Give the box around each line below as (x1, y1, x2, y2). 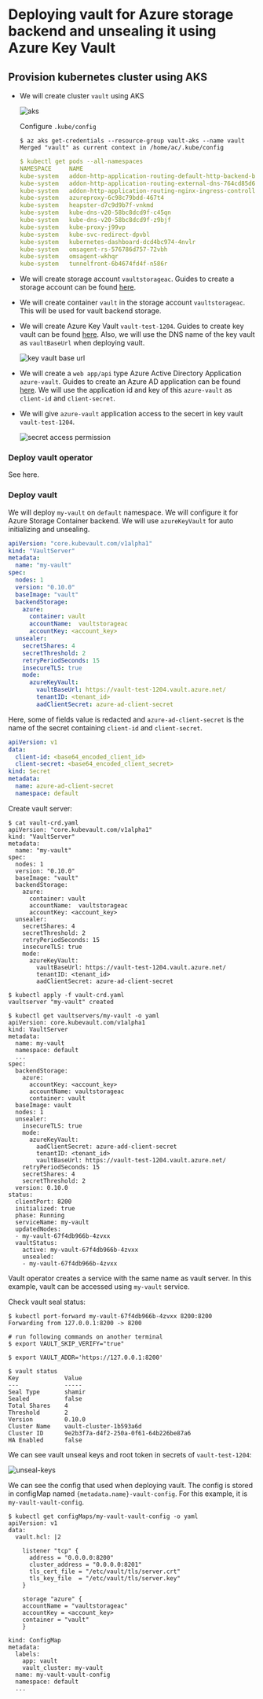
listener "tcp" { (22, 1546, 79, 1555)
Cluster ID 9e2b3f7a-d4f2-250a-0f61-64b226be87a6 (8, 1429, 192, 1437)
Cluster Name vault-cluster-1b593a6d (8, 1422, 143, 1430)
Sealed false (8, 1394, 82, 1402)
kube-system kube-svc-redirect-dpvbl (19, 231, 151, 238)
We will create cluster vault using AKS (19, 91, 144, 100)
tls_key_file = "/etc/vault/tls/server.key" (28, 1574, 181, 1583)
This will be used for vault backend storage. (19, 306, 162, 316)
